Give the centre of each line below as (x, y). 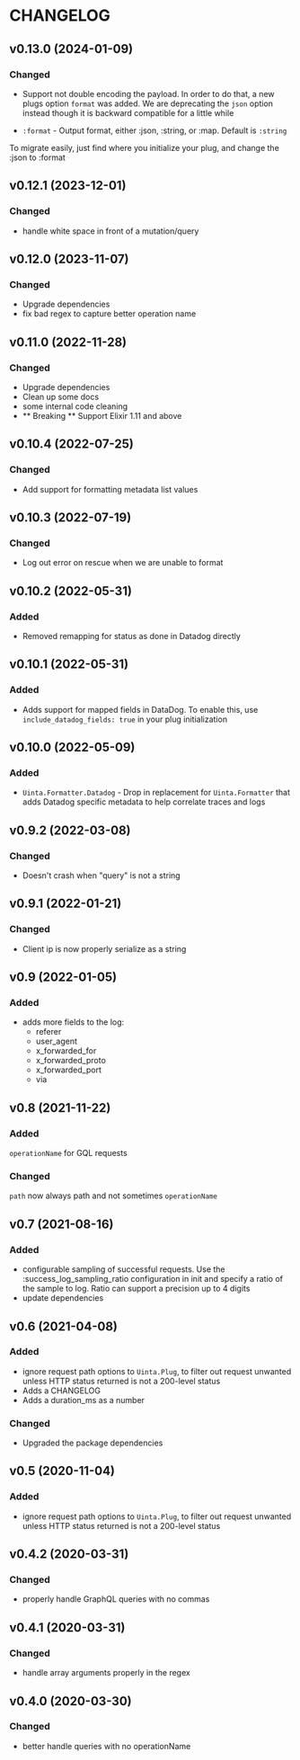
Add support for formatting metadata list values (110, 489)
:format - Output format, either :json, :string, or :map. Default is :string (154, 130)
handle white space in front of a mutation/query (110, 231)
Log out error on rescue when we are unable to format (123, 563)
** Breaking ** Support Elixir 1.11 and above (102, 415)
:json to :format (37, 157)
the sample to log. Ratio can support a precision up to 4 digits (136, 1289)
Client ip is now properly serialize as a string (104, 948)
